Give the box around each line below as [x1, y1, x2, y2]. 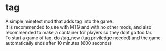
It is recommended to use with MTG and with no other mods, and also [5, 23, 152, 30]
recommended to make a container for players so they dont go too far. [5, 29, 153, 35]
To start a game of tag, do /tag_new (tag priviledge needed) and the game [5, 35, 161, 41]
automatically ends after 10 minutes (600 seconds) [5, 40, 112, 46]
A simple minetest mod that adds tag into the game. [5, 18, 114, 24]
